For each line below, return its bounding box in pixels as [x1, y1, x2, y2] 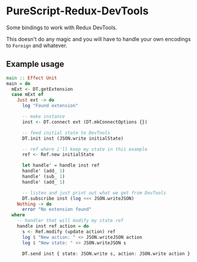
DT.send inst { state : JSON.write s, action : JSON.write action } [21, 251, 190, 257]
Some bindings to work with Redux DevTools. [6, 24, 117, 31]
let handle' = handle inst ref [21, 162, 100, 168]
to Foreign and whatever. [6, 42, 67, 49]
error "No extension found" [21, 206, 92, 212]
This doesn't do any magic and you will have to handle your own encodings [6, 35, 191, 42]
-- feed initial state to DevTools [21, 130, 111, 135]
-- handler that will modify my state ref [17, 218, 124, 224]
